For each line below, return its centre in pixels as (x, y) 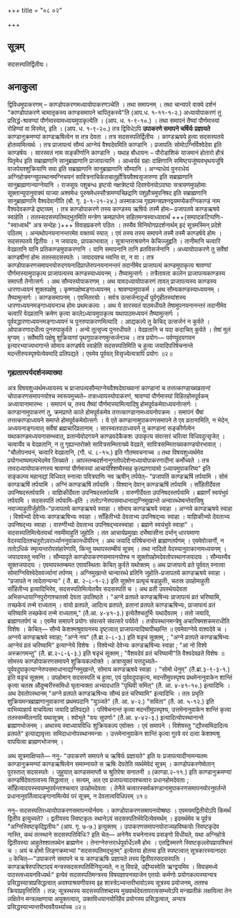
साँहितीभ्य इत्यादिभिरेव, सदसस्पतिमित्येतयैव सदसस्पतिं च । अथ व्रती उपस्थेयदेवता (97, 589)
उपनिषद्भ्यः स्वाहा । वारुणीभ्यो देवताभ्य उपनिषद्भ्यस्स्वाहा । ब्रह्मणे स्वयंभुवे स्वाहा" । (101, 524)
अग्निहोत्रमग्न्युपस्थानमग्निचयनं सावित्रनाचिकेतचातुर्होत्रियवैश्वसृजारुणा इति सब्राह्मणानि (100, 176)
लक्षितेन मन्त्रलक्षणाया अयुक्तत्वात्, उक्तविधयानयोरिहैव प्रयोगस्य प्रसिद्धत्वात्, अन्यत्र (96, 899)
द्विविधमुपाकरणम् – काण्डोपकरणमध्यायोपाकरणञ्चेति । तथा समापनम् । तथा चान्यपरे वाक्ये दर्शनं (112, 104)
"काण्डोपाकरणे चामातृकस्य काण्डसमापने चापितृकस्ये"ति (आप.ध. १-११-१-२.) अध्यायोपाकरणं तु (114, 112)
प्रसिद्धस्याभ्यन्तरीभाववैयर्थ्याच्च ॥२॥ (46, 907)
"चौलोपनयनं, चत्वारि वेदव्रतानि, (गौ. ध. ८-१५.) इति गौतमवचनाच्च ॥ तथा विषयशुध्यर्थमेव (105, 452)
